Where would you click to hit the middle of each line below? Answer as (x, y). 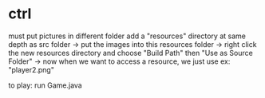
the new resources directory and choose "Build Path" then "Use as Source (131, 53)
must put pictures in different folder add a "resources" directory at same (127, 36)
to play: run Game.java (45, 85)
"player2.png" (31, 69)
